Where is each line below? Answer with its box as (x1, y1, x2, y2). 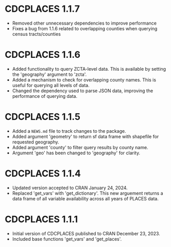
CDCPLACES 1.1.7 (5, 3, 80, 15)
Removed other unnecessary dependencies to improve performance (12, 20, 157, 26)
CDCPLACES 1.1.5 (5, 111, 80, 123)
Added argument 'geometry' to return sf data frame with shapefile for (12, 133, 159, 139)
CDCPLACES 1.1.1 (5, 213, 78, 225)
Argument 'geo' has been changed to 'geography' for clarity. (12, 150, 140, 156)
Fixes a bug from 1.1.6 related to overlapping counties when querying (12, 25, 158, 31)
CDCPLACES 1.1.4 (5, 168, 81, 179)
